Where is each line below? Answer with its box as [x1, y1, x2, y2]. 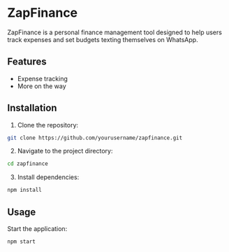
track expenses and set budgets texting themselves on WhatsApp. [7, 35, 198, 43]
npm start [7, 238, 36, 245]
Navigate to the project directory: [17, 147, 113, 155]
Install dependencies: [17, 173, 80, 181]
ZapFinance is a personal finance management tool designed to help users [7, 28, 222, 36]
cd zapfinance [7, 160, 49, 167]
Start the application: [7, 225, 68, 232]
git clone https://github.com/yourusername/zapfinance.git [7, 134, 183, 141]
